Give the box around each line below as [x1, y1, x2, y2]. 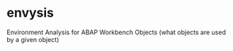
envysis [6, 5, 55, 21]
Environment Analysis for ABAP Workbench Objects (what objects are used [6, 28, 226, 36]
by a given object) [6, 35, 59, 43]
